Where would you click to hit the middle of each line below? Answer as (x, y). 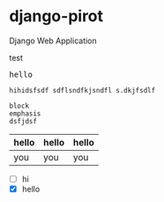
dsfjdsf (23, 121)
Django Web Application (53, 41)
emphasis (25, 113)
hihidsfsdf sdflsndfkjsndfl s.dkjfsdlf (82, 90)
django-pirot (56, 16)
